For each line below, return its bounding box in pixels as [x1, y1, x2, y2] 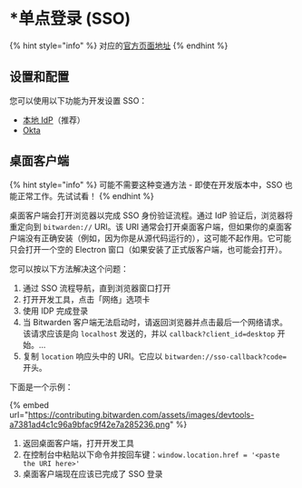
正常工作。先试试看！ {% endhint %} [16, 190, 154, 201]
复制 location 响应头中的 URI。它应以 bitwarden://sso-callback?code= [22, 351, 287, 362]
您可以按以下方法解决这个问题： [9, 263, 129, 274]
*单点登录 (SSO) [9, 8, 132, 29]
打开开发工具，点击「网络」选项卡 [22, 294, 151, 304]
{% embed [9, 399, 50, 410]
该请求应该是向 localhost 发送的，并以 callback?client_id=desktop [22, 328, 276, 339]
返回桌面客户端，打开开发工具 [22, 437, 134, 448]
